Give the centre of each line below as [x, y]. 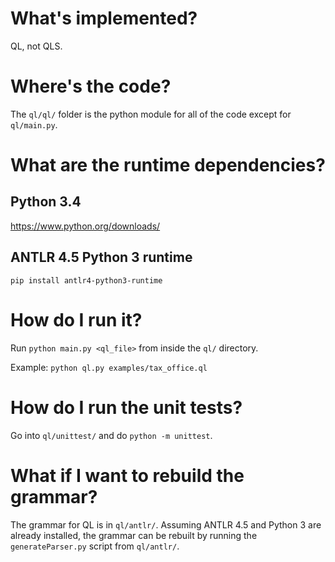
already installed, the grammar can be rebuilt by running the [134, 535]
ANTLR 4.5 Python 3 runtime [101, 257]
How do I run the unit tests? [126, 407]
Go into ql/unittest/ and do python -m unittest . [111, 435]
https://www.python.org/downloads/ [85, 226]
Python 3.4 [46, 202]
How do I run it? [76, 319]
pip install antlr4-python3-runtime [86, 280]
